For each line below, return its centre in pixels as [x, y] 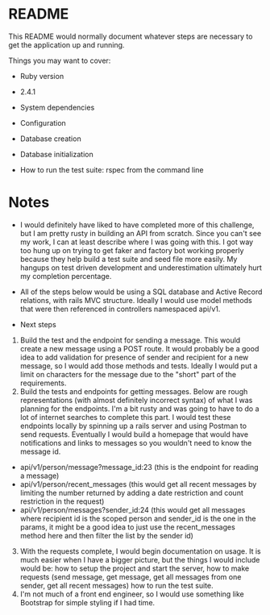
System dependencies [57, 107]
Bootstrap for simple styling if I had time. [87, 602]
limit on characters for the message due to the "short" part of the [128, 374]
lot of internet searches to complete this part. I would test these [125, 417]
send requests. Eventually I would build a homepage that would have [134, 434]
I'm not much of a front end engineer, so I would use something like [132, 594]
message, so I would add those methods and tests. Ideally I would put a [139, 366]
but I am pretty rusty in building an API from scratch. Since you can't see [141, 233]
